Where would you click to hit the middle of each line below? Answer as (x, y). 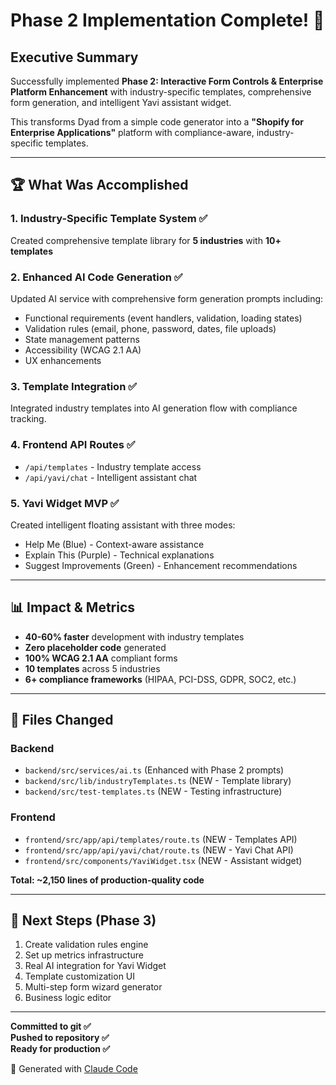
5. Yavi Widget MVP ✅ (65, 503)
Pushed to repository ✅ (60, 1038)
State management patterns (82, 339)
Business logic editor (68, 998)
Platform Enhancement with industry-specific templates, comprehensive (161, 92)
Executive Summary (74, 57)
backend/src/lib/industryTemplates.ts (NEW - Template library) (158, 781)
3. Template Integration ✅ (74, 386)
